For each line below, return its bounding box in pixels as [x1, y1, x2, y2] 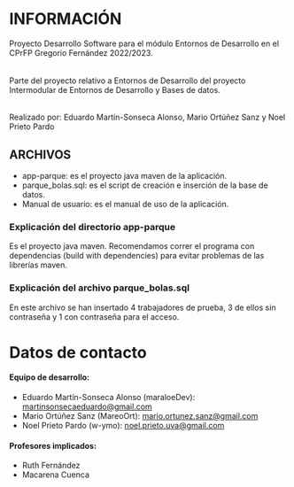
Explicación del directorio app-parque [9, 220, 175, 233]
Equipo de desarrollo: [9, 372, 90, 383]
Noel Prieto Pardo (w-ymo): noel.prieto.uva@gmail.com [21, 420, 225, 430]
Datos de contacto [9, 342, 148, 362]
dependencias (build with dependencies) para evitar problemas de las [9, 251, 265, 261]
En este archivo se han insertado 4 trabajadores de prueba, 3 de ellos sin [9, 302, 276, 313]
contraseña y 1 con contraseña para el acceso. [9, 311, 180, 322]
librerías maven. [9, 259, 68, 270]
